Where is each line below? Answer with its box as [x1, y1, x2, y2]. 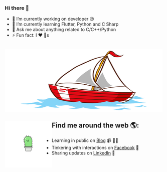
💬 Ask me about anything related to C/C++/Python [12, 27, 116, 33]
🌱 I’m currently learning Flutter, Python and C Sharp [12, 21, 119, 27]
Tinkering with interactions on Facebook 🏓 [52, 144, 139, 150]
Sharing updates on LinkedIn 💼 [52, 150, 115, 156]
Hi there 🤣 [5, 5, 30, 12]
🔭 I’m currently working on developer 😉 [12, 16, 95, 22]
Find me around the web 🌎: [52, 121, 139, 130]
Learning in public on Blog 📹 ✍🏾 [52, 137, 118, 143]
